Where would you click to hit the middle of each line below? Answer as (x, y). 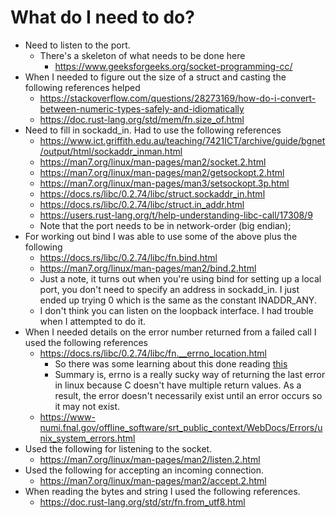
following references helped (82, 87)
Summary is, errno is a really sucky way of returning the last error (190, 374)
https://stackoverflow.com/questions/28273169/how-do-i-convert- (178, 98)
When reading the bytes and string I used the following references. (162, 491)
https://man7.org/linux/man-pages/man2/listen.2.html (150, 459)
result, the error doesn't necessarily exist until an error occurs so (188, 395)
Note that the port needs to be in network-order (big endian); (165, 225)
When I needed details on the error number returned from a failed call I (170, 332)
